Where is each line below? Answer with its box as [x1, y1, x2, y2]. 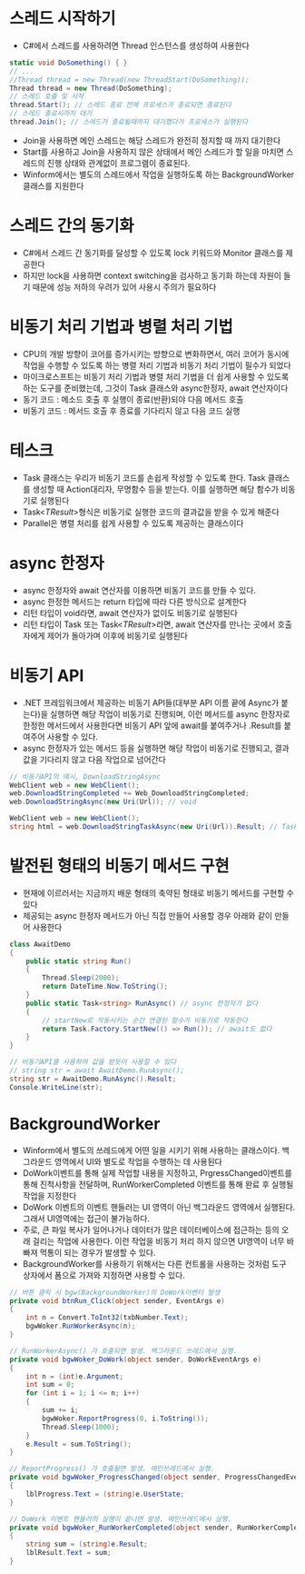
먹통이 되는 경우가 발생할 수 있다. [39, 1247, 156, 1258]
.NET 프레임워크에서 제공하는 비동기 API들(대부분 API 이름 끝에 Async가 [22, 697, 280, 708]
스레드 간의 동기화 [9, 215, 134, 236]
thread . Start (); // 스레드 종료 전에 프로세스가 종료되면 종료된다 [9, 101, 231, 110]
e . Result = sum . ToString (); [25, 1440, 132, 1449]
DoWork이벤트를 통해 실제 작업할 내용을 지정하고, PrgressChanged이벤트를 [22, 1167, 292, 1178]
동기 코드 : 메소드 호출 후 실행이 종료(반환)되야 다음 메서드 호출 [22, 393, 244, 404]
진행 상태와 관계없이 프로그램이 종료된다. [46, 157, 191, 168]
